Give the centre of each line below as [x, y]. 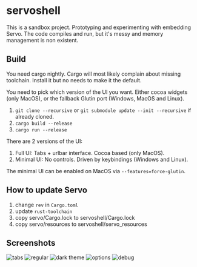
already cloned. [35, 116]
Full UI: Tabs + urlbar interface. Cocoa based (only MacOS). [90, 153]
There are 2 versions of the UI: [45, 141]
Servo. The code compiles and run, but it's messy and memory [85, 33]
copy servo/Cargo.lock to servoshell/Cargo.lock [75, 217]
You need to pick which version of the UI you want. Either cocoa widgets [97, 92]
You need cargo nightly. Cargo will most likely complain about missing [94, 74]
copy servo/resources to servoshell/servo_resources [81, 224]
